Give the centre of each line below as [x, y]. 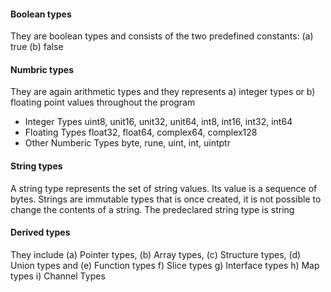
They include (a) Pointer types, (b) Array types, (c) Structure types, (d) [156, 254]
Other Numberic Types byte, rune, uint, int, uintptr [127, 143]
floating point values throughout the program [103, 102]
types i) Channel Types [58, 276]
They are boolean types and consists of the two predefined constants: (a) [162, 36]
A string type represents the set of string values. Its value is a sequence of [164, 188]
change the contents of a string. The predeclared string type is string [152, 209]
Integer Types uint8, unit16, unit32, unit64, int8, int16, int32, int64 [158, 122]
